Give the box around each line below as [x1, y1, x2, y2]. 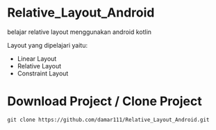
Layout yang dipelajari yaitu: [7, 41, 88, 49]
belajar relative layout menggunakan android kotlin [7, 28, 151, 36]
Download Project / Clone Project [7, 93, 203, 109]
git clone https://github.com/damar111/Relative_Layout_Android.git [7, 116, 210, 123]
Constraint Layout [17, 69, 69, 77]
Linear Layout [17, 54, 57, 63]
